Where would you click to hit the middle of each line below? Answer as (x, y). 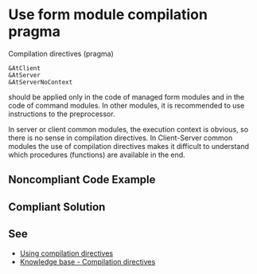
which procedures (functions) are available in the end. (97, 155)
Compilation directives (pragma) (61, 53)
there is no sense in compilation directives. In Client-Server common (121, 138)
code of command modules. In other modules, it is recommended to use (127, 105)
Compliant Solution (57, 207)
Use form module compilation (108, 15)
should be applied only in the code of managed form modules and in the (127, 96)
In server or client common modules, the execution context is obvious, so (128, 129)
